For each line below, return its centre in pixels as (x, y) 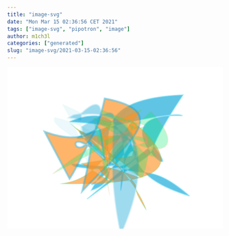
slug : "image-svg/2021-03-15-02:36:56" (64, 51)
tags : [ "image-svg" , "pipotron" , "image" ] (69, 29)
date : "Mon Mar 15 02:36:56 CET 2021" (62, 22)
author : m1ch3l (29, 36)
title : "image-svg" (35, 14)
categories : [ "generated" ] (46, 43)
